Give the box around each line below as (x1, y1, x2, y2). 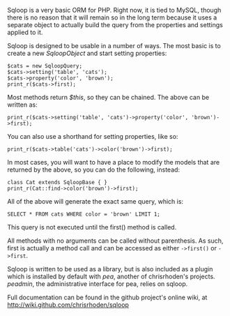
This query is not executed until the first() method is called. (7, 223, 177, 231)
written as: (7, 100, 38, 109)
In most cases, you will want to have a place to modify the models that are (7, 158, 220, 166)
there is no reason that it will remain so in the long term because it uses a (7, 13, 217, 22)
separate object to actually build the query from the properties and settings (7, 21, 223, 29)
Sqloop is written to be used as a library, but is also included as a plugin (7, 265, 213, 273)
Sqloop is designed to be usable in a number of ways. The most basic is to (7, 42, 221, 50)
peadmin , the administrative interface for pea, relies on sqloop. (7, 280, 188, 288)
